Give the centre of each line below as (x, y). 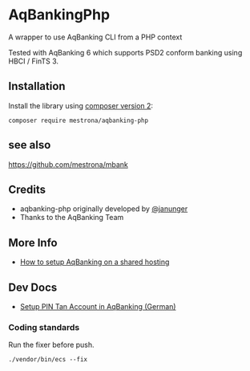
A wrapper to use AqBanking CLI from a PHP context (95, 37)
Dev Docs (33, 287)
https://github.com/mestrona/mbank (68, 164)
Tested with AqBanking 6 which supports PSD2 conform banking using (125, 52)
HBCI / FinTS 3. (33, 61)
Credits (27, 189)
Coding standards (44, 327)
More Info (33, 243)
